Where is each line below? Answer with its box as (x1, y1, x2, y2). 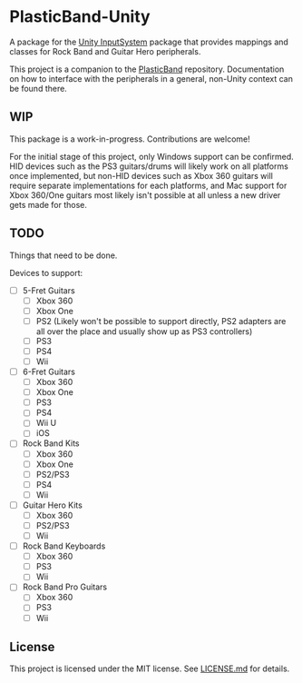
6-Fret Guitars (22, 366, 75, 377)
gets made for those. (9, 199, 88, 210)
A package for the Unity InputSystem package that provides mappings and (9, 36, 288, 47)
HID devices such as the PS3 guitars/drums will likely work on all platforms (9, 161, 288, 172)
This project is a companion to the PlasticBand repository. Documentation (9, 64, 285, 74)
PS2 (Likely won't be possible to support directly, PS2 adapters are (35, 315, 287, 326)
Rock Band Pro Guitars (22, 581, 107, 592)
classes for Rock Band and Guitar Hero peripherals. (9, 45, 201, 56)
